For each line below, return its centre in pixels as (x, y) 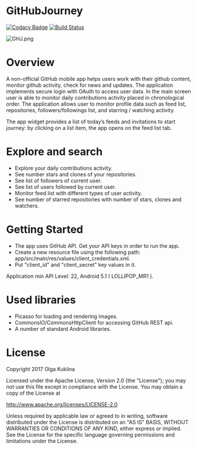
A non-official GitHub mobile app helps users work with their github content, (99, 78)
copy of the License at (33, 393)
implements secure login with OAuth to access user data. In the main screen (98, 91)
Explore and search (55, 152)
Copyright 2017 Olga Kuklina (41, 369)
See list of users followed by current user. (65, 186)
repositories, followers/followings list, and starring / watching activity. (91, 110)
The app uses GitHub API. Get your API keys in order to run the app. (97, 245)
